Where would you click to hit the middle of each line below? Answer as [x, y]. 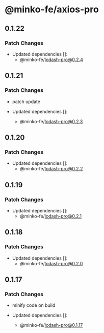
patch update [26, 102]
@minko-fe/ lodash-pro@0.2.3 [51, 121]
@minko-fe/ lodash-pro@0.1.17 [51, 325]
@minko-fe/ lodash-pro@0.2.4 [51, 60]
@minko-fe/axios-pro [52, 9]
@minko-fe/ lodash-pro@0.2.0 [51, 263]
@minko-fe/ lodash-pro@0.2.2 [51, 169]
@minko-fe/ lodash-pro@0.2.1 [51, 216]
